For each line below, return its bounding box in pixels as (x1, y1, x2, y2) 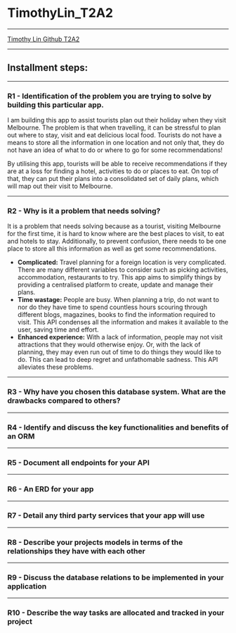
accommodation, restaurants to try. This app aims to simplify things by (17, 273, 222, 282)
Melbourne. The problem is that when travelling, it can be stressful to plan (7, 123, 221, 132)
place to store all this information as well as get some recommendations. (7, 244, 217, 253)
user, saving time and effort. (17, 325, 100, 334)
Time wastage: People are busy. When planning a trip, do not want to (17, 296, 220, 304)
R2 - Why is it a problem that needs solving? (7, 206, 161, 215)
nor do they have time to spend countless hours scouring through (17, 303, 208, 311)
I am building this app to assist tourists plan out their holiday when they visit (7, 116, 227, 125)
